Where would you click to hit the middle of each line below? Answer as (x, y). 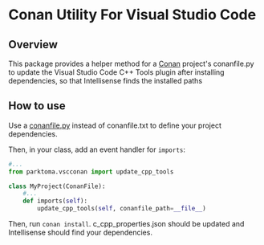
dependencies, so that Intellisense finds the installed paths (106, 81)
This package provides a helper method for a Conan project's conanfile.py (131, 63)
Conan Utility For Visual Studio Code (132, 15)
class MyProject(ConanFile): (57, 186)
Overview (33, 45)
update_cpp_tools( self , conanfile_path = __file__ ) (122, 209)
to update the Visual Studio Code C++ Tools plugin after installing (116, 72)
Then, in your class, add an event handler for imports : (97, 149)
